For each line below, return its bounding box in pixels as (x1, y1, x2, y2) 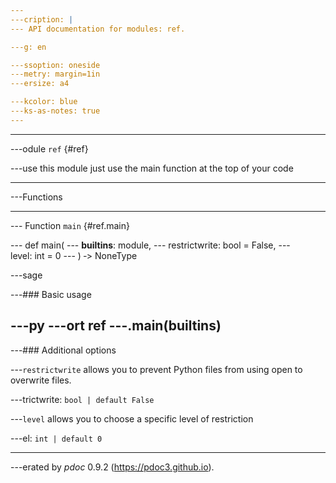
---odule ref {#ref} (10, 142, 89, 155)
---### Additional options (10, 344, 117, 356)
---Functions (10, 191, 63, 203)
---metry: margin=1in (10, 69, 101, 80)
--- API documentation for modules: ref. (10, 24, 186, 34)
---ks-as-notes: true (10, 106, 101, 116)
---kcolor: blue (10, 97, 78, 107)
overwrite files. (10, 374, 72, 386)
